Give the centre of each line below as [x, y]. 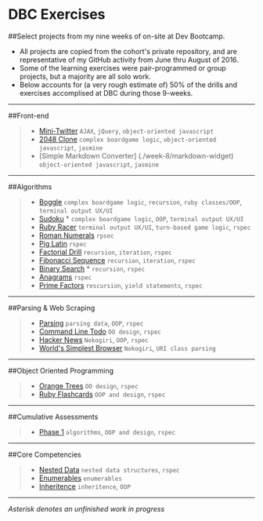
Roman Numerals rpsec [77, 235]
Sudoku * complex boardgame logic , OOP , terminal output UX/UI [141, 218]
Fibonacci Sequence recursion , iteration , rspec [117, 260]
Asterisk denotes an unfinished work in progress [86, 508]
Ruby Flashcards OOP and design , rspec [102, 394]
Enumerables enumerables [81, 478]
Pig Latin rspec [63, 243]
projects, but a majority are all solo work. [85, 76]
